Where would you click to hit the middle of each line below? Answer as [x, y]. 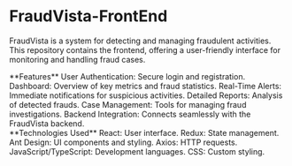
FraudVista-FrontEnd [88, 16]
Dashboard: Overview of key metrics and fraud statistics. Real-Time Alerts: [145, 86]
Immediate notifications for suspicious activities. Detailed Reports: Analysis [146, 95]
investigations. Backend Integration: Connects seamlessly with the [130, 114]
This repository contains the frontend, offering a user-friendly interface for [145, 49]
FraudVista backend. [47, 123]
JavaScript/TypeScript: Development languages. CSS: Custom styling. [137, 151]
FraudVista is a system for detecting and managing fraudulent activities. [140, 41]
